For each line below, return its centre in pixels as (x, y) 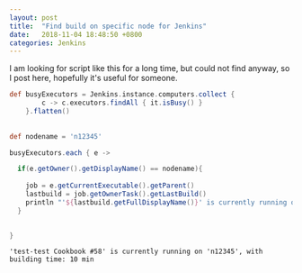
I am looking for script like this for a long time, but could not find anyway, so (150, 68)
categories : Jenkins (48, 43)
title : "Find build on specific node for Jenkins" (108, 26)
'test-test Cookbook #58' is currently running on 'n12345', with (136, 252)
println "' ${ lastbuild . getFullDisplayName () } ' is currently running (156, 202)
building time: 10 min (52, 259)
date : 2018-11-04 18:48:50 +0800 (76, 34)
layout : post (34, 18)
